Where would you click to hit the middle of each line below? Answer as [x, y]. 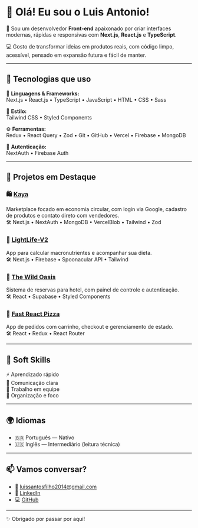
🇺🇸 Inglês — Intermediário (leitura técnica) [67, 444]
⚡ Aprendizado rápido [33, 374]
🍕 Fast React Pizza [33, 314]
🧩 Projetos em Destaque [51, 177]
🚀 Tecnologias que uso [49, 79]
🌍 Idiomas [26, 420]
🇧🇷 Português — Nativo [44, 438]
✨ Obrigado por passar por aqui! [46, 519]
